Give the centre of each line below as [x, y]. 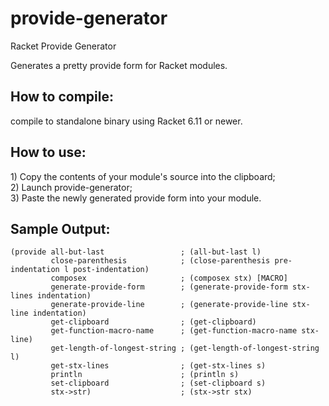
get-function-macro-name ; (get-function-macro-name [174, 331]
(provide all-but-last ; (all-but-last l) [136, 252]
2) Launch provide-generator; [71, 187]
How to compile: [62, 97]
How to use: [48, 152]
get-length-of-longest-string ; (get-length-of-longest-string [185, 348]
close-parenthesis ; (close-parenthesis [160, 261]
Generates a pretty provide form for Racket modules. [119, 65]
